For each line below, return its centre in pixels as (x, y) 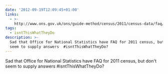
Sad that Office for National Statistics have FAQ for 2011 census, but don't (81, 61)
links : (12, 14)
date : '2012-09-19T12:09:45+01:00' (42, 10)
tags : (11, 28)
